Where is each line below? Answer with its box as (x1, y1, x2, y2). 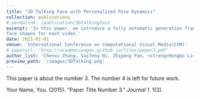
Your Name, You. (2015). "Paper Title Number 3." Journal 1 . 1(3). (6, 86, 163, 93)
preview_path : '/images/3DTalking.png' (6, 58, 105, 64)
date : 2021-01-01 (6, 36, 49, 42)
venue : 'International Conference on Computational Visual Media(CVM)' (6, 42, 187, 48)
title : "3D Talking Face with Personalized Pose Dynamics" (6, 8, 156, 15)
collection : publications (6, 14, 70, 20)
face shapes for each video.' (6, 31, 82, 37)
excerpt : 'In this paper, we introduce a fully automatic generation (6, 25, 183, 31)
